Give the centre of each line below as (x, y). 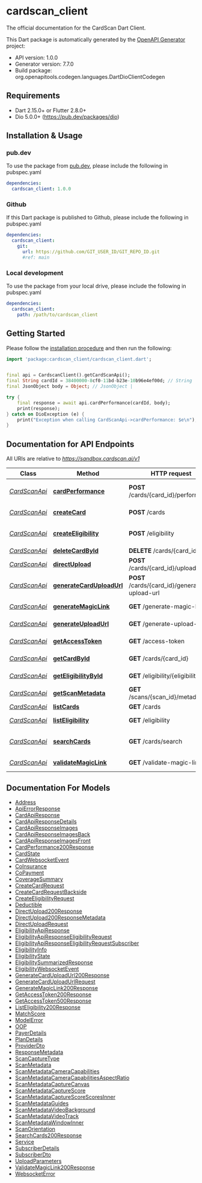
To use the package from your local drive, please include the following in (96, 286)
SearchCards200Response (48, 1135)
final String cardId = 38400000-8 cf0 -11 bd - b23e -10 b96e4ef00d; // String (99, 381)
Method (88, 473)
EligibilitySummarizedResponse (54, 962)
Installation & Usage (44, 136)
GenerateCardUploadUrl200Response (62, 975)
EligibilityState (32, 956)
